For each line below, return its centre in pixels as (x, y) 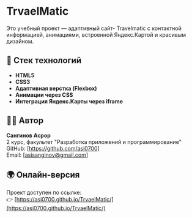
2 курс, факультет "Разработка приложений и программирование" (94, 141)
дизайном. (20, 41)
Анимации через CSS (44, 95)
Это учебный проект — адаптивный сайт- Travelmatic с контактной (94, 28)
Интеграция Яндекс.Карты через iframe (69, 101)
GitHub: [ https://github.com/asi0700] (53, 148)
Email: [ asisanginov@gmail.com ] (47, 155)
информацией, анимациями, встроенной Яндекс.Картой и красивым (96, 34)
